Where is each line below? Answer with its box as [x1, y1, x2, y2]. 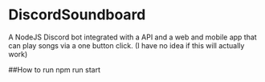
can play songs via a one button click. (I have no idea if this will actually [8, 40, 245, 50]
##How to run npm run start [8, 64, 100, 74]
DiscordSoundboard [8, 6, 146, 24]
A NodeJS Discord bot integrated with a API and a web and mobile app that [8, 32, 257, 42]
